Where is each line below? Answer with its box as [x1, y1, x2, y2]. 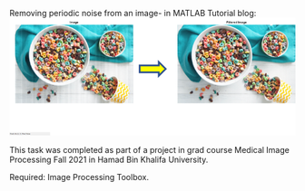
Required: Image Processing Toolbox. [9, 171, 150, 182]
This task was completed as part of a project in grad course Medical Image [9, 144, 290, 155]
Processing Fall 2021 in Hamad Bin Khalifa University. [9, 154, 209, 165]
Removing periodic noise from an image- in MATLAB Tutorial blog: [9, 8, 257, 18]
